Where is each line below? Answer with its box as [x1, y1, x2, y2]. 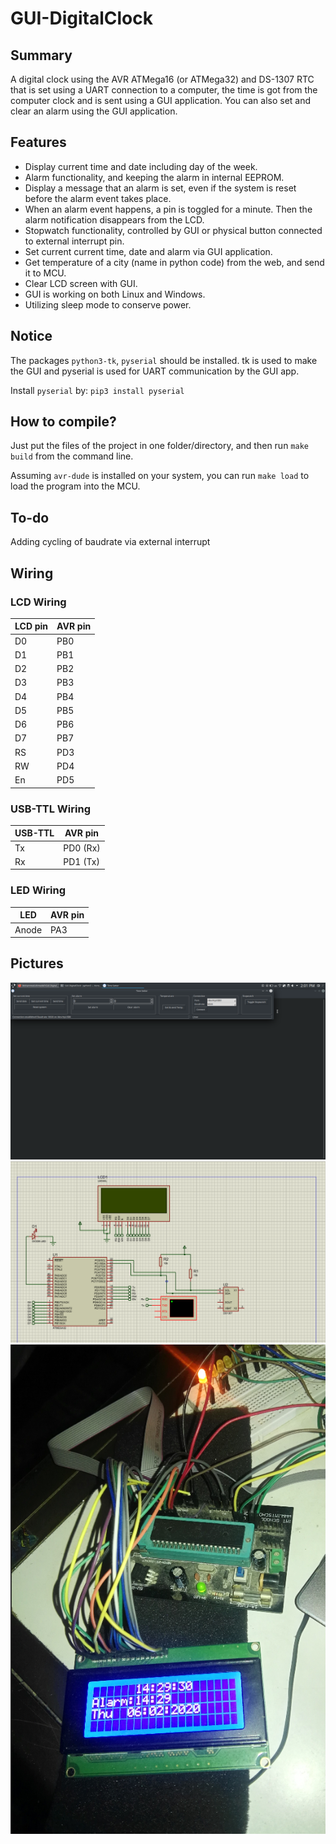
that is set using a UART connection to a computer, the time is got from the [10, 84, 318, 96]
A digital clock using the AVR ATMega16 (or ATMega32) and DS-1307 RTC [10, 73, 315, 85]
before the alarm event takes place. [24, 192, 172, 204]
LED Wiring [10, 883, 66, 897]
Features [10, 134, 67, 151]
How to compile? [10, 413, 117, 431]
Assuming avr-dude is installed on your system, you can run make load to [10, 470, 310, 482]
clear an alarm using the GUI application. [10, 105, 178, 117]
